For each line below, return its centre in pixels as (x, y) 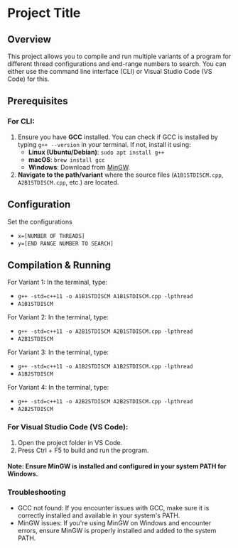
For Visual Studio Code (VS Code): (68, 427)
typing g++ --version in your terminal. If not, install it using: (104, 144)
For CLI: (21, 121)
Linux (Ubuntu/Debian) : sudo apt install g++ (96, 152)
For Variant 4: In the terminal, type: (58, 388)
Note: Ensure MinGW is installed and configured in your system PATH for (117, 466)
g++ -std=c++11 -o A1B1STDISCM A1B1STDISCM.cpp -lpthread (105, 297)
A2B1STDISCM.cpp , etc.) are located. (68, 182)
